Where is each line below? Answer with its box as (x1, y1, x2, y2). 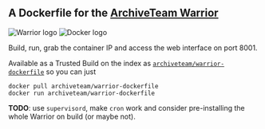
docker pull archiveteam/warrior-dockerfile (8, 82, 159, 90)
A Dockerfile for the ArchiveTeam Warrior (8, 6, 219, 20)
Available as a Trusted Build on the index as (8, 58, 152, 68)
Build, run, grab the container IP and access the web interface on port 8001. (8, 43, 258, 53)
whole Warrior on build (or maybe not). (8, 111, 136, 121)
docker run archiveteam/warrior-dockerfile (8, 89, 156, 97)
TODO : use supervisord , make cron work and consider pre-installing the (8, 103, 245, 112)
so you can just (45, 67, 97, 76)
